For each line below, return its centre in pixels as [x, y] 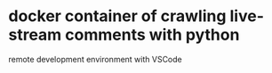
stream [35, 35]
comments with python [152, 35]
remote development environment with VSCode [96, 59]
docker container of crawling [117, 16]
